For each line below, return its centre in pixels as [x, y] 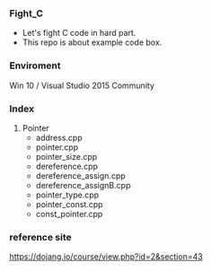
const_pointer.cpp [69, 214]
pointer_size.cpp [66, 156]
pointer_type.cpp [67, 195]
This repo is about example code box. [92, 42]
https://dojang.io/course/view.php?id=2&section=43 [106, 257]
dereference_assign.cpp [80, 175]
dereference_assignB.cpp [83, 185]
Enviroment [35, 66]
